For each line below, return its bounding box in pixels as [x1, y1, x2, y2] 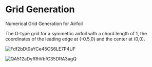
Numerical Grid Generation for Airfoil [5, 20, 83, 27]
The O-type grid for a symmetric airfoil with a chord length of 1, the [5, 30, 147, 36]
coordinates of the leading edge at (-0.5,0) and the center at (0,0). [5, 36, 145, 42]
